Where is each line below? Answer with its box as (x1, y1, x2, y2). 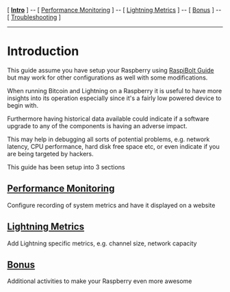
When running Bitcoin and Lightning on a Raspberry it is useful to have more (7, 86, 222, 95)
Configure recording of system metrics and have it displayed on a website (7, 201, 216, 209)
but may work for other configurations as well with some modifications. (7, 73, 208, 82)
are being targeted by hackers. (7, 149, 94, 158)
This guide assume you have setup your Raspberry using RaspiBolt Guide (7, 66, 214, 74)
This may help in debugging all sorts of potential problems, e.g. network (7, 135, 210, 143)
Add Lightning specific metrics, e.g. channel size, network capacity (7, 239, 197, 247)
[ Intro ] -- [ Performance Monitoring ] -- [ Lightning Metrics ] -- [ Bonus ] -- (7, 6, 222, 14)
